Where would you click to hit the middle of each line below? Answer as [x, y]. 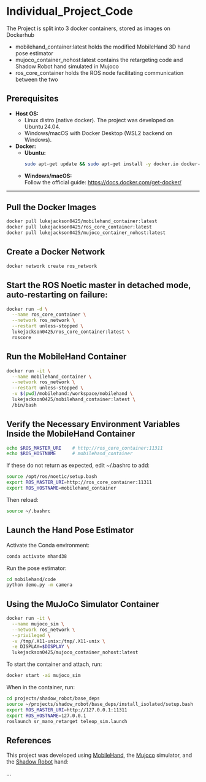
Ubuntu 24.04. [42, 127]
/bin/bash [24, 405]
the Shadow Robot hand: [37, 762]
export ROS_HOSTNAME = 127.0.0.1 [46, 716]
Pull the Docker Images [51, 207]
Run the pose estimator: [36, 568]
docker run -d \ [27, 309]
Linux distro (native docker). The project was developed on [99, 120]
